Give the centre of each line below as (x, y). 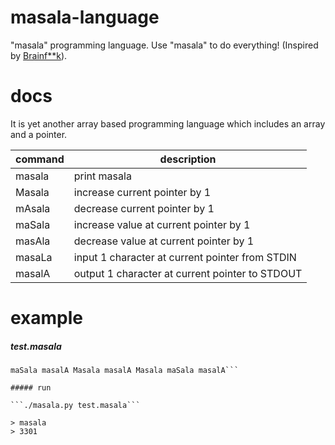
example (47, 318)
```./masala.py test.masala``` (75, 406)
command (40, 159)
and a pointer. (39, 134)
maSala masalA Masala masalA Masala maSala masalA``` (125, 371)
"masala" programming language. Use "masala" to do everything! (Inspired (164, 45)
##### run (31, 388)
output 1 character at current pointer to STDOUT (188, 273)
